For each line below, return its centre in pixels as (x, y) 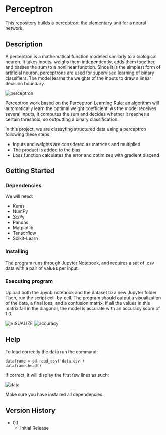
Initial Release (35, 428)
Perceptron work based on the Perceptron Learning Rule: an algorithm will (82, 103)
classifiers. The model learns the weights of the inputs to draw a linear (78, 78)
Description (24, 44)
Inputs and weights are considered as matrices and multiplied (76, 144)
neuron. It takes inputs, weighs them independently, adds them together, (80, 62)
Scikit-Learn (25, 238)
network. (15, 28)
